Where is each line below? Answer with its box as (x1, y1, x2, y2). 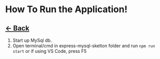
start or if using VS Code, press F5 (12, 48, 87, 54)
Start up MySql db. (12, 37, 52, 43)
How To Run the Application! (5, 4, 128, 15)
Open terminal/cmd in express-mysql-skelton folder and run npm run (12, 43, 155, 49)
